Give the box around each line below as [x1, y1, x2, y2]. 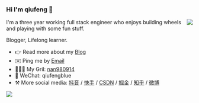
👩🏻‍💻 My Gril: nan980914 [14, 66, 75, 73]
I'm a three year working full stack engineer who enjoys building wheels [6, 19, 182, 26]
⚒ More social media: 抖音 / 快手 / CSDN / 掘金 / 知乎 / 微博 [14, 79, 160, 86]
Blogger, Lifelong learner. [6, 37, 68, 44]
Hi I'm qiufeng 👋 [6, 5, 53, 14]
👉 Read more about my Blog [14, 49, 86, 56]
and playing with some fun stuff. [6, 25, 85, 32]
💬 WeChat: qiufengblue [14, 72, 72, 79]
